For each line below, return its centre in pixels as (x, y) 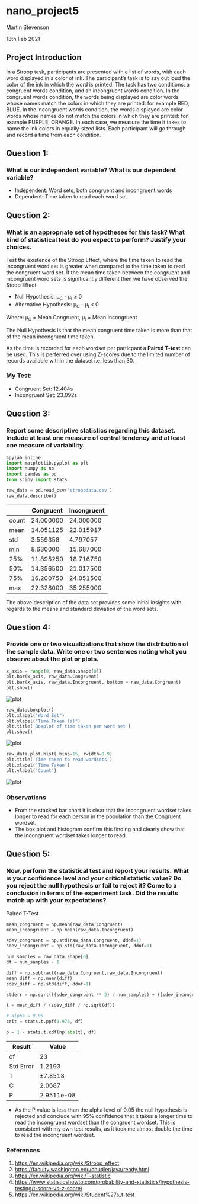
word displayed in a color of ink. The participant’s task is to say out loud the (98, 78)
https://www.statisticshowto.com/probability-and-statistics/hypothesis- (102, 1182)
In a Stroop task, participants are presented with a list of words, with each (96, 72)
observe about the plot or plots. (52, 659)
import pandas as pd (32, 474)
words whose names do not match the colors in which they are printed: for (97, 116)
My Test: (19, 376)
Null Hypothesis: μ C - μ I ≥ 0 (48, 297)
